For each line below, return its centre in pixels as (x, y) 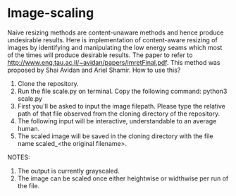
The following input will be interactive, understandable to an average (117, 121)
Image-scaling (51, 13)
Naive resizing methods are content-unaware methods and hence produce (116, 32)
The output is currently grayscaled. (68, 171)
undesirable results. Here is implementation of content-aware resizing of (113, 39)
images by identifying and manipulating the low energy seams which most (115, 47)
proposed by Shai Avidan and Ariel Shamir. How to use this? (94, 70)
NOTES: (19, 157)
